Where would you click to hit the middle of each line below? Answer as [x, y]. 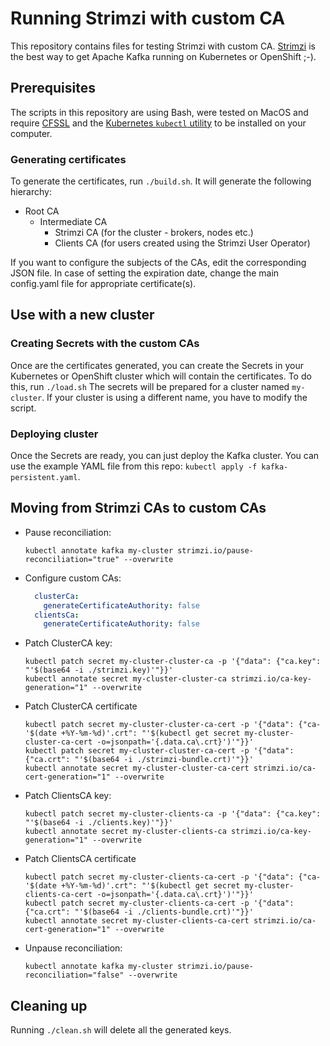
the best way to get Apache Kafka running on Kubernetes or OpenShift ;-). [163, 56]
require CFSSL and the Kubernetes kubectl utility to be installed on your [158, 123]
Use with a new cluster [82, 315]
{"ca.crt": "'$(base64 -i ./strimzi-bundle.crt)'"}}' [139, 760]
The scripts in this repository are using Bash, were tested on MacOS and [159, 112]
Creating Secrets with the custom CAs [105, 344]
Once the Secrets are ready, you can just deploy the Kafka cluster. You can [165, 456]
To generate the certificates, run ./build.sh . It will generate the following [161, 181]
